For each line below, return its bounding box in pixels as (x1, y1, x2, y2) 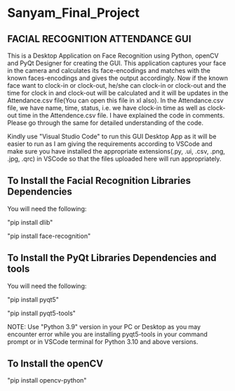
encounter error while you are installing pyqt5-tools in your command (7, 330, 208, 338)
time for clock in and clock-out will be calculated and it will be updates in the (7, 89, 229, 97)
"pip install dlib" (7, 218, 53, 226)
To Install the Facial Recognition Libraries (7, 175, 192, 187)
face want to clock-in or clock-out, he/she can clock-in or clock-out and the (7, 81, 227, 89)
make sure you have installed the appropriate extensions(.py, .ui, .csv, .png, (7, 147, 226, 155)
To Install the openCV (7, 358, 104, 370)
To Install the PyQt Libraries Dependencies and (7, 252, 217, 264)
